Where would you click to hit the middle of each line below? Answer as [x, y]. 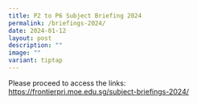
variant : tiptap [35, 61]
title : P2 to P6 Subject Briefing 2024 [75, 16]
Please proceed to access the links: [67, 83]
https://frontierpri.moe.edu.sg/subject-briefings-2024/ [98, 91]
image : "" [25, 53]
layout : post [30, 38]
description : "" [35, 46]
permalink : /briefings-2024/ [57, 23]
